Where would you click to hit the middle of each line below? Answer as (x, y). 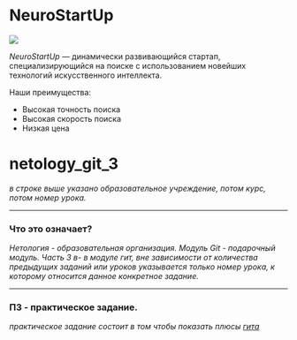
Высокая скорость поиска (72, 118)
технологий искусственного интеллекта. (86, 75)
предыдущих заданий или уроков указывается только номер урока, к (142, 267)
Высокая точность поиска (71, 109)
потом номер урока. (48, 197)
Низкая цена (46, 128)
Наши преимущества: (50, 92)
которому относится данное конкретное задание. (104, 276)
